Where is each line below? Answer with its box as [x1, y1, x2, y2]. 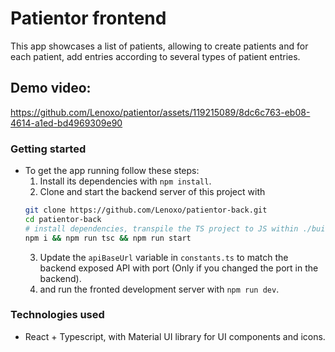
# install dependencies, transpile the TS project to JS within [24, 223, 299, 234]
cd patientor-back [24, 214, 102, 224]
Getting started [10, 142, 87, 156]
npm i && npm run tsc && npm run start [24, 233, 192, 243]
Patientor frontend [10, 7, 167, 30]
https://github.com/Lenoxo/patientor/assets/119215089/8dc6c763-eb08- [10, 106, 311, 118]
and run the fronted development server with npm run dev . [39, 283, 280, 295]
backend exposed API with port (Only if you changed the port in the [39, 262, 319, 274]
